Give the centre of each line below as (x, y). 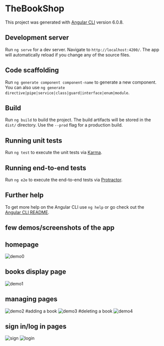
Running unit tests (34, 141)
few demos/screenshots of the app (60, 228)
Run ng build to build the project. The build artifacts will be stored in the (78, 120)
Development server (37, 38)
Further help (25, 195)
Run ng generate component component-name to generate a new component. (81, 82)
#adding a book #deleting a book (69, 311)
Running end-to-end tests (46, 168)
